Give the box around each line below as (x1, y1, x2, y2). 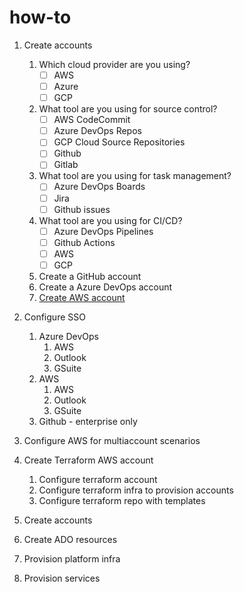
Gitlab (53, 159, 79, 171)
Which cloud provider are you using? (38, 58, 191, 70)
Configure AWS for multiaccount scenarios (23, 434, 201, 446)
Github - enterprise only (38, 415, 138, 427)
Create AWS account (38, 291, 126, 303)
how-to (9, 6, 72, 29)
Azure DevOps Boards (53, 181, 146, 193)
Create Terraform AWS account (23, 454, 154, 466)
